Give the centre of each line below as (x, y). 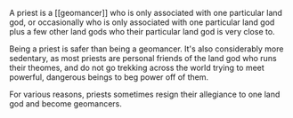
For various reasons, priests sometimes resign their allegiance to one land (145, 94)
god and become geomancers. (66, 104)
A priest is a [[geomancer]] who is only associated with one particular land (146, 13)
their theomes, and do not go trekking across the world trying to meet (137, 67)
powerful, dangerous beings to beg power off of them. (109, 77)
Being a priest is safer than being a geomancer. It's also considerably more (146, 49)
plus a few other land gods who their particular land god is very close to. (142, 31)
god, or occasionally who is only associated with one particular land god (142, 22)
